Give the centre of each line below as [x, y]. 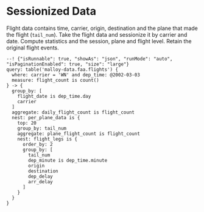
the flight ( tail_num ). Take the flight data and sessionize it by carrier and [97, 34]
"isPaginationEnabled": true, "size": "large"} [68, 64]
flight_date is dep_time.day [54, 96]
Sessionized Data [51, 11]
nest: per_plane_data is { [46, 117]
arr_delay [40, 181]
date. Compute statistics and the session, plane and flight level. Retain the [99, 41]
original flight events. [33, 48]
